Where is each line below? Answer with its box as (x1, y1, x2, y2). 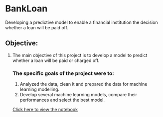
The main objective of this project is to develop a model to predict (12, 52, 148, 58)
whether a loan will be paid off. (5, 24, 69, 30)
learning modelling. (19, 86, 60, 92)
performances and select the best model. (19, 97, 105, 103)
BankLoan (5, 3, 48, 14)
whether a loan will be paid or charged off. (12, 58, 100, 63)
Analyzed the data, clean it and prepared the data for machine (19, 81, 148, 87)
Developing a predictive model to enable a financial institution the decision (5, 19, 158, 25)
